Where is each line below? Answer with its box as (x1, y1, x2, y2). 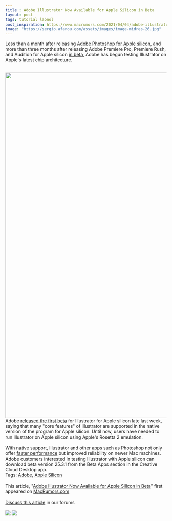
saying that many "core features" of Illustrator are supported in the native (5, 423, 160, 429)
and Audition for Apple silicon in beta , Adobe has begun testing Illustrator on (5, 52, 166, 58)
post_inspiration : (5, 21, 45, 27)
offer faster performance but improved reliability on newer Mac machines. (5, 450, 161, 457)
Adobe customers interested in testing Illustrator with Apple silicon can (5, 456, 155, 462)
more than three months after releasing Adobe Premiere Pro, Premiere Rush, (5, 46, 166, 52)
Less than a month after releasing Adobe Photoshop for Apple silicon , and (5, 40, 161, 47)
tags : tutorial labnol (5, 17, 54, 22)
